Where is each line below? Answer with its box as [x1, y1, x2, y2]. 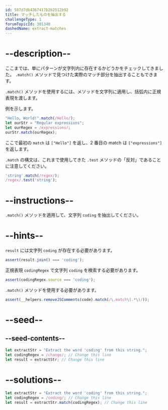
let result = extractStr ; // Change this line [5, 357, 105, 362]
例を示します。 [5, 106, 36, 112]
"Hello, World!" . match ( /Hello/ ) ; [5, 116, 75, 121]
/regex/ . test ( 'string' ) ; [5, 178, 57, 183]
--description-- [5, 48, 71, 60]
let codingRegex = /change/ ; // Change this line [5, 352, 112, 357]
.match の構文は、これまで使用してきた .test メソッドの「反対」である [5, 157, 152, 163]
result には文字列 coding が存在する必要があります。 [5, 247, 115, 253]
